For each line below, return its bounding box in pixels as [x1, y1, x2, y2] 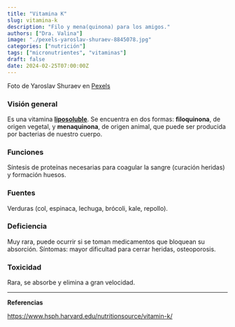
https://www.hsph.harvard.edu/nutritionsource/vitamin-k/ [7, 312, 173, 321]
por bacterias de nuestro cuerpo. [7, 130, 103, 138]
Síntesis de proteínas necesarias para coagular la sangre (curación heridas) [7, 163, 225, 172]
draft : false [7, 56, 45, 63]
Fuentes [7, 188, 36, 198]
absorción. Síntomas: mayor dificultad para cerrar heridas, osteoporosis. [7, 244, 216, 253]
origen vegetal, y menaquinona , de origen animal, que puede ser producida [7, 122, 226, 130]
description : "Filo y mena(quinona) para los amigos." [7, 23, 171, 30]
